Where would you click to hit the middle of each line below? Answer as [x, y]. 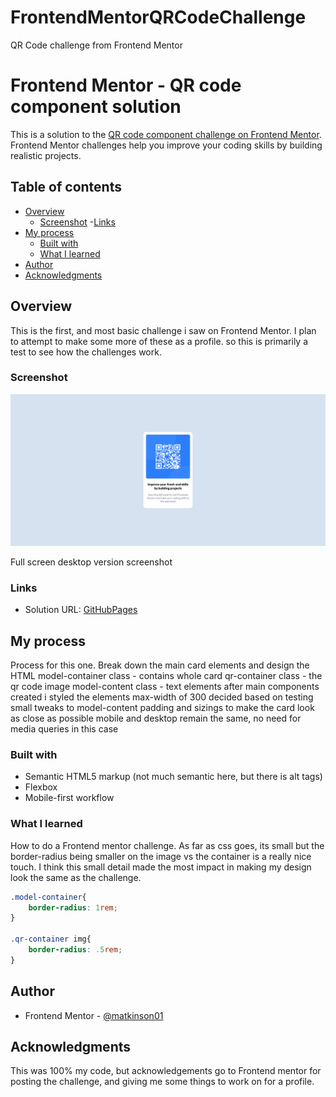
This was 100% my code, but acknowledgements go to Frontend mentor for [166, 1071]
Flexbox [41, 787]
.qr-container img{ [51, 939]
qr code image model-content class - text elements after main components [165, 687]
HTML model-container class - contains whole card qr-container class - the [166, 676]
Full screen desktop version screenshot [91, 562]
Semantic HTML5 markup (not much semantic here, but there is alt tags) [173, 777]
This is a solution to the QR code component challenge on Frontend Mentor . [166, 134]
